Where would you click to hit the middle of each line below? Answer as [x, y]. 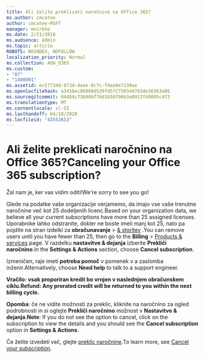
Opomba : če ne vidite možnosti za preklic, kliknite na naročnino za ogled [98, 304]
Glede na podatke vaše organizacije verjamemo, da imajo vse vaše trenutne [101, 204]
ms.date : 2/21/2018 [31, 35]
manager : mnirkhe [28, 29]
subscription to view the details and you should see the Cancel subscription [102, 324]
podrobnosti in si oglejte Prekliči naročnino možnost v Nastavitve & [92, 311]
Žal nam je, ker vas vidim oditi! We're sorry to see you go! [78, 192]
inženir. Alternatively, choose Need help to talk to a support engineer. [93, 268]
